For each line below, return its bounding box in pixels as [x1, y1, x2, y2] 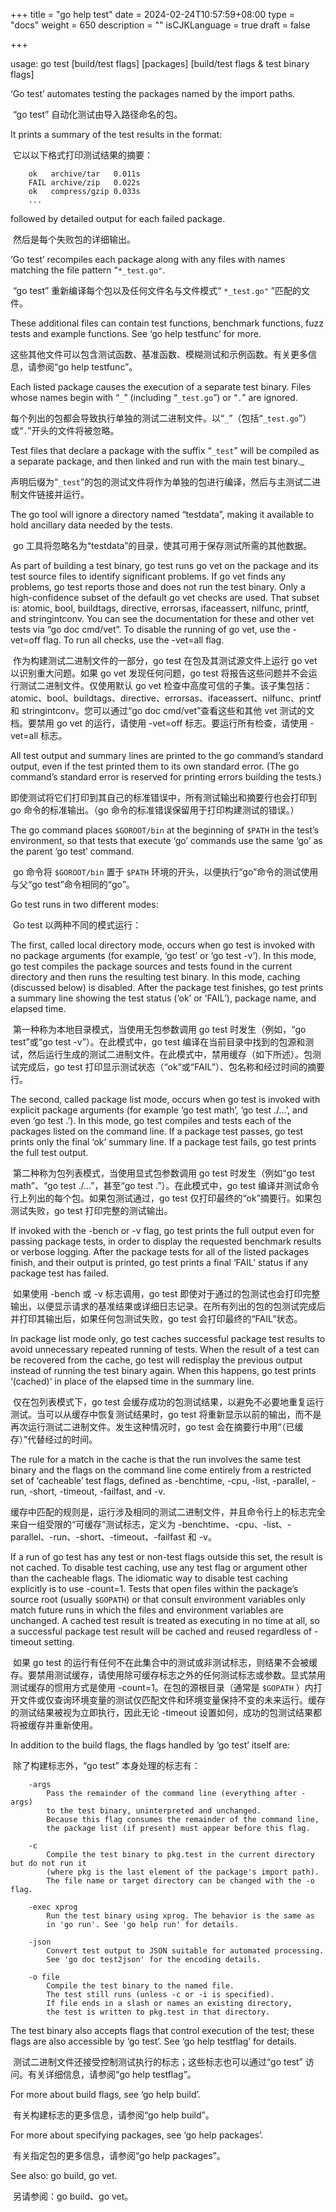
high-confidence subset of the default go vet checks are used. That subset [10, 592, 320, 603]
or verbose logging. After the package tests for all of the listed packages [10, 1246, 310, 1258]
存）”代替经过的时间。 [10, 1434, 98, 1445]
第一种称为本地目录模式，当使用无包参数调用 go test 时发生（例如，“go [12, 1024, 307, 1035]
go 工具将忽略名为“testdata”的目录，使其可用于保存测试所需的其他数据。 [12, 540, 313, 551]
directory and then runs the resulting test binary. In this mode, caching [10, 971, 301, 983]
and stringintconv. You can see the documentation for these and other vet [10, 613, 315, 624]
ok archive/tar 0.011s [28, 169, 141, 179]
